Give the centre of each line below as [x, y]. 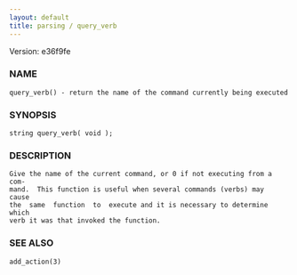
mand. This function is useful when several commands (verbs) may [137, 190]
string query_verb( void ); [61, 133]
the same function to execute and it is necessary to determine [139, 206]
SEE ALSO [32, 243]
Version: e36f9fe [40, 51]
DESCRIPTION [40, 156]
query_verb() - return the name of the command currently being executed [149, 93]
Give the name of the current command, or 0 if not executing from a [141, 174]
